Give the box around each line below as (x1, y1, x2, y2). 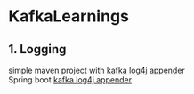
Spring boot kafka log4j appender (8, 74, 133, 85)
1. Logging (8, 42, 67, 57)
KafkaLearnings (8, 6, 130, 27)
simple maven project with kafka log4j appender (8, 65, 186, 75)
